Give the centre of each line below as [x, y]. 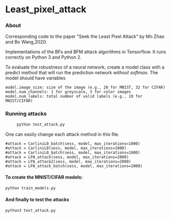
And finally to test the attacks [37, 200]
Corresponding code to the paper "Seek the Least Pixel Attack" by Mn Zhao [85, 36]
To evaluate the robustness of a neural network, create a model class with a [85, 67]
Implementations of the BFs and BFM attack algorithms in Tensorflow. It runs [86, 52]
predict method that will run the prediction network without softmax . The [82, 73]
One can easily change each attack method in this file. [63, 134]
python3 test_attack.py [31, 210]
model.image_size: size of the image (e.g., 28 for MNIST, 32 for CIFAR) [86, 88]
